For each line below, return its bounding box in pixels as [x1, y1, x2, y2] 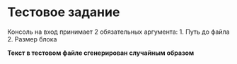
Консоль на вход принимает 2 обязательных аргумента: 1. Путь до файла [7, 27, 230, 36]
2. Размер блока [7, 34, 57, 43]
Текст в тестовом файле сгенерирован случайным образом [7, 49, 195, 57]
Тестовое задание [7, 4, 120, 20]
